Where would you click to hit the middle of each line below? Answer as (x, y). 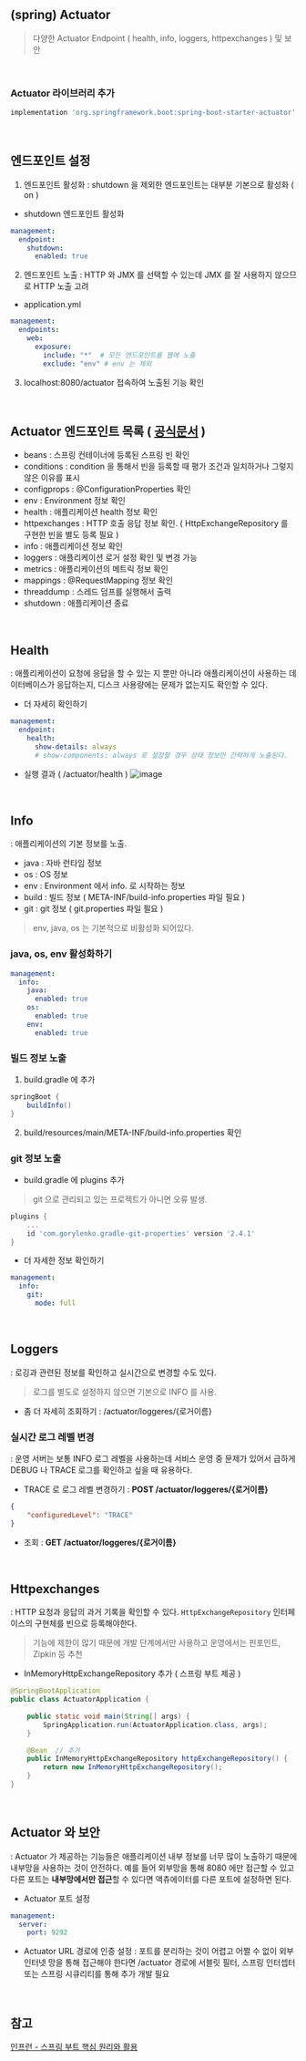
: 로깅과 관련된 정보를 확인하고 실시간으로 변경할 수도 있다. (113, 1372)
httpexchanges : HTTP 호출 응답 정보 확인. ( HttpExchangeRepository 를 (156, 523)
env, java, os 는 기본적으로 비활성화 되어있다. (113, 928)
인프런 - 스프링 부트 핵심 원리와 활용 (74, 2047)
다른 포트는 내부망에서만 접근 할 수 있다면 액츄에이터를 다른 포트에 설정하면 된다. (151, 1879)
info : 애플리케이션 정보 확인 (73, 546)
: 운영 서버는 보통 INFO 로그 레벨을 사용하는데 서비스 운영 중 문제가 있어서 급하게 (153, 1458)
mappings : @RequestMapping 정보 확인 (98, 580)
